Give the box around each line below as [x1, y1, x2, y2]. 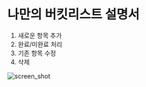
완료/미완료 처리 [17, 40, 63, 48]
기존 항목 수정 [17, 49, 56, 57]
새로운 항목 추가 [17, 31, 62, 40]
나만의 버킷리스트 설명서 [7, 6, 140, 23]
